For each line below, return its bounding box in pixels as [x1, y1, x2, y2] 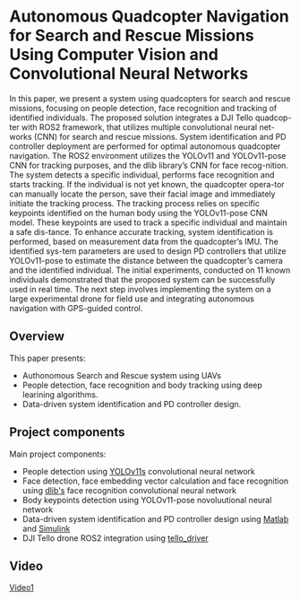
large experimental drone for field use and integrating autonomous [9, 293, 255, 304]
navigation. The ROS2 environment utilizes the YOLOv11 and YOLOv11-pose [9, 150, 287, 161]
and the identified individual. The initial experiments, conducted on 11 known [9, 265, 291, 275]
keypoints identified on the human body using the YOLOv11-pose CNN [9, 207, 269, 218]
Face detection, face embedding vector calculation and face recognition [21, 475, 289, 486]
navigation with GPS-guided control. [9, 302, 143, 313]
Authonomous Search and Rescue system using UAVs [21, 370, 222, 380]
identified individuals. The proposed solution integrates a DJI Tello [9, 112, 253, 123]
